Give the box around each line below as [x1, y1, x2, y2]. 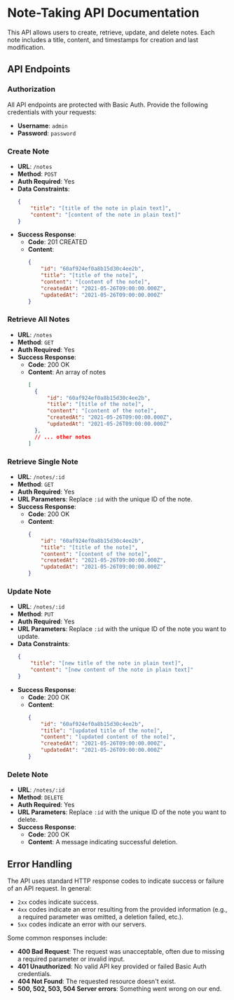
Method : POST [17, 170, 57, 178]
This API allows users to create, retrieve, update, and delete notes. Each [7, 28, 215, 36]
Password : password [17, 128, 76, 137]
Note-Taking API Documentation [7, 5, 200, 21]
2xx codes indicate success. [17, 898, 99, 906]
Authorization [7, 84, 56, 94]
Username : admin [17, 121, 68, 130]
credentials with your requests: [7, 107, 97, 116]
